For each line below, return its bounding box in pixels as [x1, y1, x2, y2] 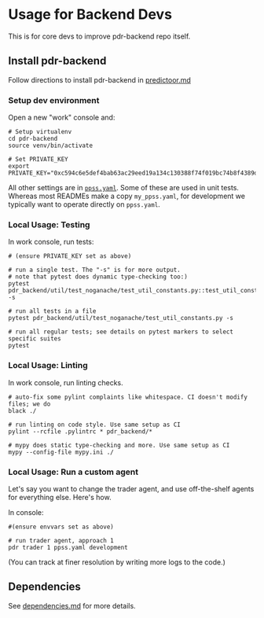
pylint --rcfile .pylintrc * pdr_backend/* [8, 427, 153, 436]
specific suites [8, 335, 61, 343]
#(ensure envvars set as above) [8, 523, 114, 531]
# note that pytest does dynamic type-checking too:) [8, 273, 189, 281]
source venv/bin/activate [8, 142, 93, 150]
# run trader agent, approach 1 [8, 536, 114, 544]
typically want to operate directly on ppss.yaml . [8, 200, 161, 209]
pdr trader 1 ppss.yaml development [8, 543, 128, 551]
